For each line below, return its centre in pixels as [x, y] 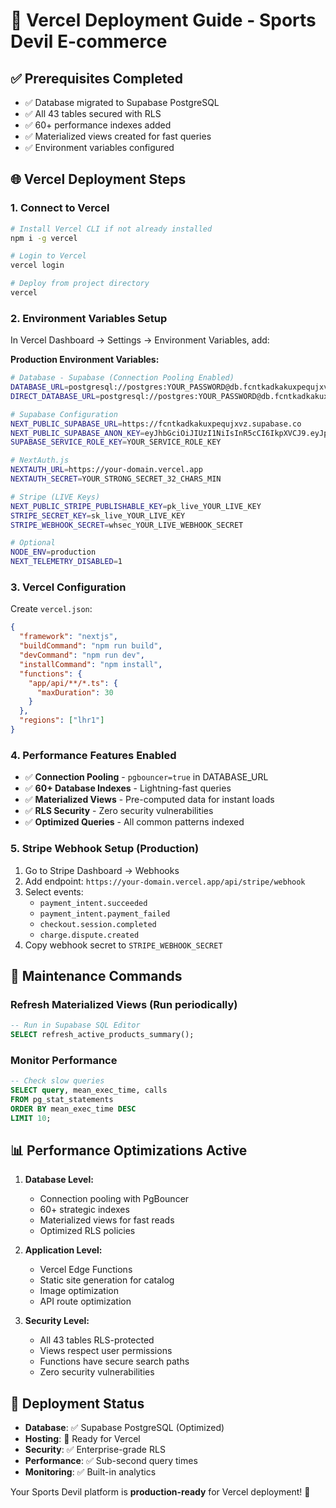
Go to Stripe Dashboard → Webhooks [102, 870]
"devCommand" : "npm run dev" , [82, 655]
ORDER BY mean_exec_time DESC [73, 1109]
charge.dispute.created [89, 935]
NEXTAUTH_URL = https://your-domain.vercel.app [106, 470]
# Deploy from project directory [80, 284]
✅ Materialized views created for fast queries [118, 136]
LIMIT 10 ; [31, 1118]
